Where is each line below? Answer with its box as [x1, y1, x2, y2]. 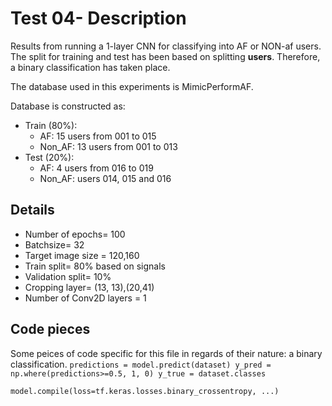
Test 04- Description [10, 7, 187, 30]
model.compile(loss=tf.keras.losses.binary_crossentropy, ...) [10, 386, 280, 396]
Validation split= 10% [24, 270, 112, 282]
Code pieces [10, 321, 91, 338]
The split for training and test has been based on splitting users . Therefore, [10, 50, 321, 62]
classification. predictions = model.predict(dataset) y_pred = [10, 358, 272, 370]
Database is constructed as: [10, 100, 126, 112]
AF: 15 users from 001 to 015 [39, 130, 157, 142]
